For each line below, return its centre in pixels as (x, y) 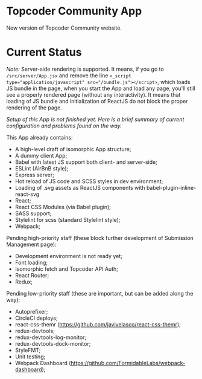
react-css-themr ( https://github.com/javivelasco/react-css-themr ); (98, 324)
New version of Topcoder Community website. (64, 28)
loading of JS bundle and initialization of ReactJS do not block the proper (97, 101)
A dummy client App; (41, 155)
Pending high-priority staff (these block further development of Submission (100, 238)
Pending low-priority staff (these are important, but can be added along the (100, 293)
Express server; (34, 175)
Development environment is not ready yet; (68, 256)
